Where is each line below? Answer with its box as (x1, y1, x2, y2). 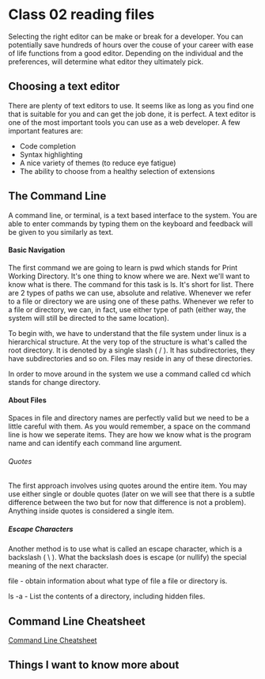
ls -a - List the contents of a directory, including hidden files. (8, 591, 206, 602)
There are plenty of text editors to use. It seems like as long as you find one (8, 100, 255, 110)
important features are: (8, 126, 83, 135)
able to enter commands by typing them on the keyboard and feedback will (8, 219, 253, 228)
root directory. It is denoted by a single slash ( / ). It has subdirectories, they (8, 345, 256, 355)
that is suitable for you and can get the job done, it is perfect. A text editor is (8, 109, 256, 119)
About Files (8, 395, 47, 405)
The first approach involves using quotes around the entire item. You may (8, 481, 248, 491)
